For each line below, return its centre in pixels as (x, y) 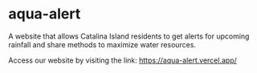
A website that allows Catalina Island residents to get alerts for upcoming (129, 36)
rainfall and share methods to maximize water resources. (102, 44)
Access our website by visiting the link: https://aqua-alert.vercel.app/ (122, 60)
